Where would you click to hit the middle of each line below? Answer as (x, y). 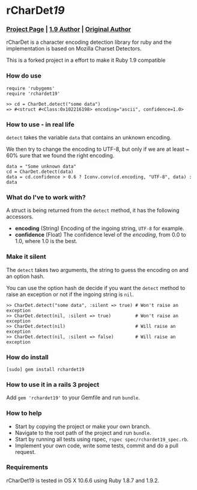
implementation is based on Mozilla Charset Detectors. (74, 49)
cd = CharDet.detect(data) (40, 172)
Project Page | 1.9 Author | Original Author (69, 29)
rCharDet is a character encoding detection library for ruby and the (89, 42)
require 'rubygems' (31, 88)
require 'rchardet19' (33, 94)
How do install (28, 357)
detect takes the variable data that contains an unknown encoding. (89, 138)
